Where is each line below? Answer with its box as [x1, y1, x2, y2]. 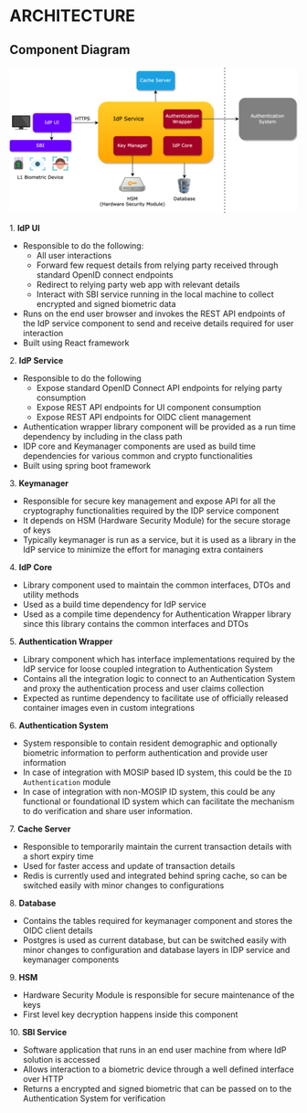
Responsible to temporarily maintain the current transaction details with [22, 841, 292, 852]
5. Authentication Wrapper [9, 636, 113, 647]
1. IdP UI [9, 222, 40, 233]
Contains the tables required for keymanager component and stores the [22, 915, 293, 926]
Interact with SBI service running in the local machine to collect [36, 289, 274, 300]
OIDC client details [22, 925, 93, 936]
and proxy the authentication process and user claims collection [22, 683, 265, 694]
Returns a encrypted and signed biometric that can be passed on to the [22, 1083, 292, 1094]
